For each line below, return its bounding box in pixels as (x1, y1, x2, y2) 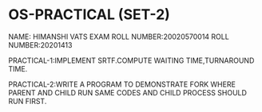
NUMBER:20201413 (8, 40, 73, 49)
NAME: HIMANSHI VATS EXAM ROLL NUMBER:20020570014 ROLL (8, 32, 229, 41)
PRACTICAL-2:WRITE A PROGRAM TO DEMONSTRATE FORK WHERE (8, 79, 236, 89)
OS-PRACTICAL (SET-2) (8, 6, 170, 24)
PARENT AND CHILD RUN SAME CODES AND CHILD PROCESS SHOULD (8, 87, 248, 97)
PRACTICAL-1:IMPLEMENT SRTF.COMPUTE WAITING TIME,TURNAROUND (8, 56, 255, 65)
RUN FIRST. (8, 96, 47, 106)
